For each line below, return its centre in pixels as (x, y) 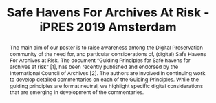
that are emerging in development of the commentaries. (77, 92)
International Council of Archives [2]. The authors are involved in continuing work (107, 73)
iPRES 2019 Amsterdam (108, 27)
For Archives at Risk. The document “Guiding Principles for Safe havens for (100, 60)
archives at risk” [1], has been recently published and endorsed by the (94, 67)
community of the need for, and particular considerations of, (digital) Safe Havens (108, 54)
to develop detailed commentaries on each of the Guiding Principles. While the (104, 79)
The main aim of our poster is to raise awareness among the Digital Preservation (106, 47)
